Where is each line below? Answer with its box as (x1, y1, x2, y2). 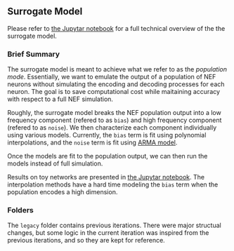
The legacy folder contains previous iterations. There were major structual (7, 221, 221, 230)
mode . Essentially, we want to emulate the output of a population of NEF (7, 73, 216, 81)
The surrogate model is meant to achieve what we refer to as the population (7, 65, 227, 74)
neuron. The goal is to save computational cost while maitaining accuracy (7, 88, 220, 96)
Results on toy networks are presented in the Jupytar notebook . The (7, 173, 205, 182)
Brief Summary (7, 49, 60, 59)
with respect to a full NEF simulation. (7, 95, 114, 104)
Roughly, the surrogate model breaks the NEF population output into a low (7, 109, 221, 117)
